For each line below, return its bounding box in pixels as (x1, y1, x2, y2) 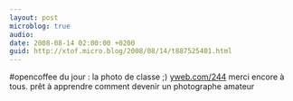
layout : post (9, 13, 59, 23)
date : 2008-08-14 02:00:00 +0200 (9, 38, 136, 48)
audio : (9, 30, 34, 39)
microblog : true (9, 22, 71, 31)
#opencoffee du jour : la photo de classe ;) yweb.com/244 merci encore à (9, 71, 285, 82)
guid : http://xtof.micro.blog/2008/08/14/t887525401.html (9, 47, 232, 56)
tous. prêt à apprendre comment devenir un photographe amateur (9, 81, 255, 92)
